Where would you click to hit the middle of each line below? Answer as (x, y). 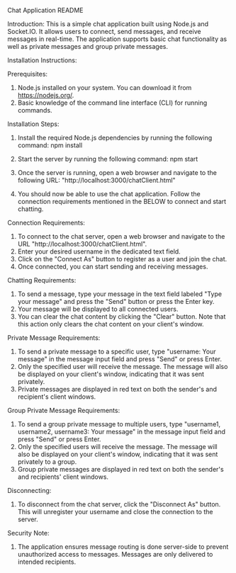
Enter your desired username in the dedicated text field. (99, 251)
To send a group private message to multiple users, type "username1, (119, 424)
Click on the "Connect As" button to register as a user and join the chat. (122, 259)
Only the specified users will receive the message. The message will (117, 447)
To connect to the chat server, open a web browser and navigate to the (121, 236)
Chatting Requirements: (42, 280)
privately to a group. (47, 462)
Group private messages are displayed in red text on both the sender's (121, 469)
